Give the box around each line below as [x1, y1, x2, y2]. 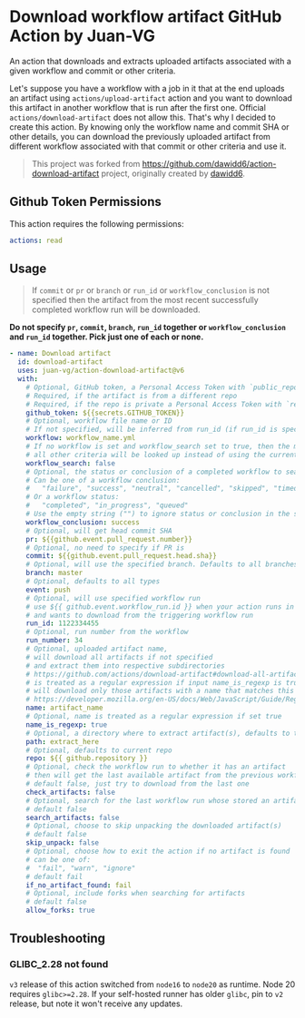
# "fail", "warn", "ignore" [25, 864, 136, 873]
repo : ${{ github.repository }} [25, 754, 148, 763]
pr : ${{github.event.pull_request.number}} [25, 534, 193, 543]
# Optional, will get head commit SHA [25, 526, 172, 535]
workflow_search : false [25, 458, 116, 468]
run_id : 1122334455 [25, 619, 100, 628]
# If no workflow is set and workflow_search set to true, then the [25, 442, 290, 451]
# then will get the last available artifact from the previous [25, 771, 274, 780]
